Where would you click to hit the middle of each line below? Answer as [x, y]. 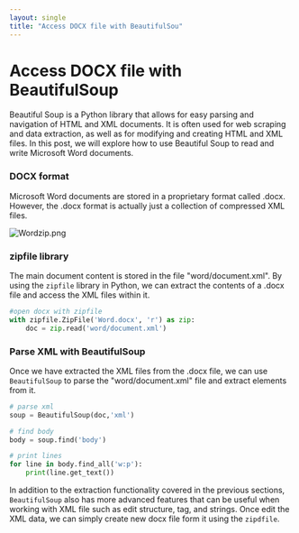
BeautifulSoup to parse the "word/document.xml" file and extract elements [148, 381]
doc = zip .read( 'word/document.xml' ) [96, 328]
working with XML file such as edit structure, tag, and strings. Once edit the [149, 510]
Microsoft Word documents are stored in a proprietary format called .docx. [147, 196]
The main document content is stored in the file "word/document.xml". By [145, 276]
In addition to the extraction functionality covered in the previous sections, [147, 490]
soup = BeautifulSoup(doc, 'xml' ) [72, 415]
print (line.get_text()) [70, 473]
